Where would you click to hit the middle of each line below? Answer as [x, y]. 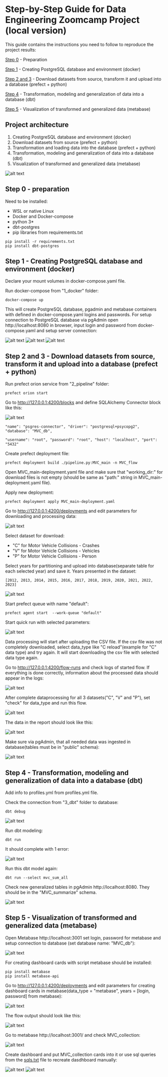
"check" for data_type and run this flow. [46, 703]
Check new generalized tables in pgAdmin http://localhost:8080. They [77, 887]
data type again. [22, 658]
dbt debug [15, 812]
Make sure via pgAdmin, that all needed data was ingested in [68, 742]
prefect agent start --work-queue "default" [53, 613]
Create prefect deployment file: [37, 454]
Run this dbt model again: [31, 868]
